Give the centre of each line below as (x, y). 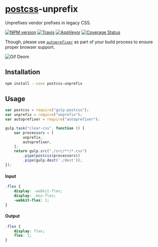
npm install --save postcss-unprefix (44, 83)
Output (13, 216)
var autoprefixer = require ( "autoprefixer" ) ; (52, 119)
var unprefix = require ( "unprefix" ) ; (44, 115)
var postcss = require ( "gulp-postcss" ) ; (47, 110)
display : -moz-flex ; (35, 196)
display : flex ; (30, 231)
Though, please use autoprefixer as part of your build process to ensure (79, 42)
